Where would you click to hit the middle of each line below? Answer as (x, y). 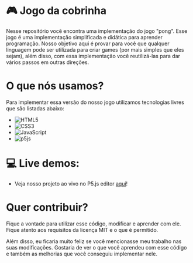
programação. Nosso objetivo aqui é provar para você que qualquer (88, 43)
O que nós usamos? (55, 86)
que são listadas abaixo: (35, 108)
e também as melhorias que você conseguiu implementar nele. (82, 254)
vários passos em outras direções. (48, 62)
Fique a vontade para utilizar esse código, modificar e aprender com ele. (94, 224)
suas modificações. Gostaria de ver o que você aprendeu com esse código (96, 247)
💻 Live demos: (43, 163)
